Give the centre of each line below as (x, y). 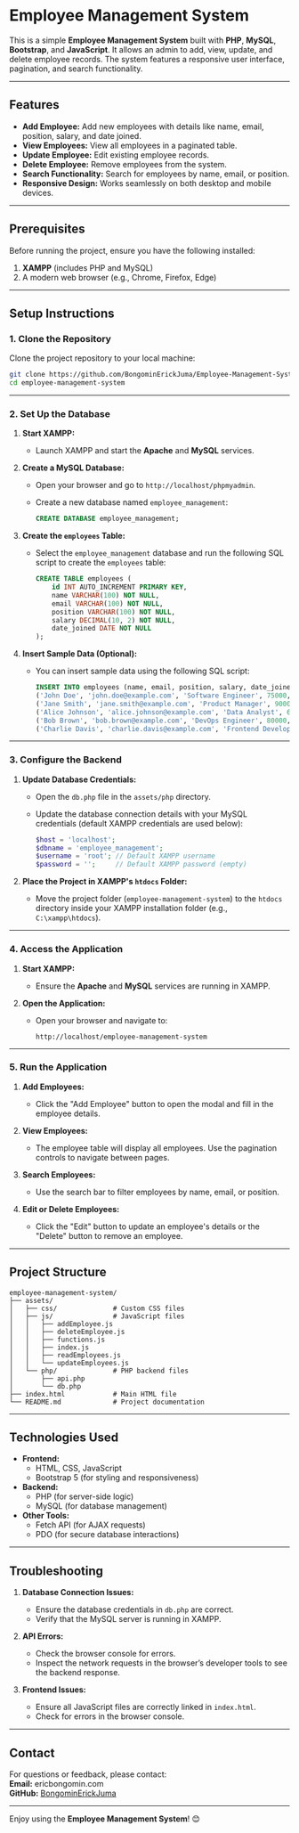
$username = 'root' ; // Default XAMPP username (125, 856)
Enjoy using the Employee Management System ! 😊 (105, 1819)
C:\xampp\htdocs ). (68, 917)
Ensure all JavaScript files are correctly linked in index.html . (145, 1707)
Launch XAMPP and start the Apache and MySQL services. (145, 451)
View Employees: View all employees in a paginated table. (129, 145)
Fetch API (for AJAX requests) (90, 1525)
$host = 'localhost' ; (75, 839)
